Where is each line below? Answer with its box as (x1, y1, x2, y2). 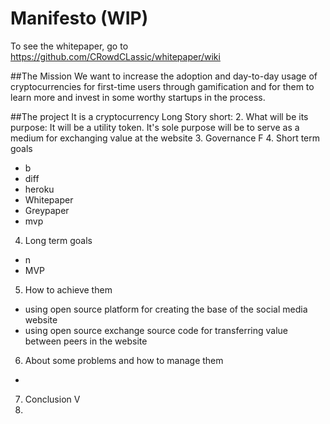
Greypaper (24, 204, 70, 216)
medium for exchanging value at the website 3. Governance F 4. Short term (10, 132, 321, 144)
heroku (24, 183, 55, 195)
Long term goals (24, 234, 93, 246)
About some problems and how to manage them (24, 354, 224, 366)
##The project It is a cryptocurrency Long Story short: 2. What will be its (10, 110, 309, 122)
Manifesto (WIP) (10, 7, 149, 30)
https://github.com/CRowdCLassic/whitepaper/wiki (10, 50, 221, 62)
